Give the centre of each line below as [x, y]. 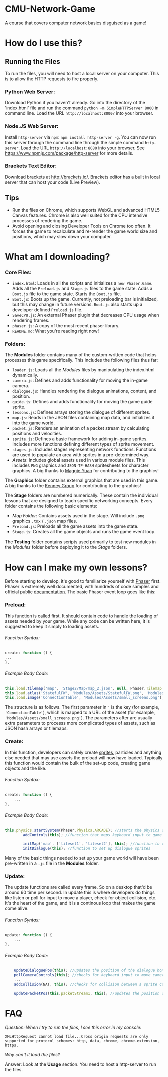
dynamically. [25, 375]
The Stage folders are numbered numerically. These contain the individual [82, 495]
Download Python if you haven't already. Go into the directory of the [75, 103]
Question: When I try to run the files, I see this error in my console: [73, 1027]
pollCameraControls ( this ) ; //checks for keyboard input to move [82, 975]
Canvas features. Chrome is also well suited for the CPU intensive [80, 215]
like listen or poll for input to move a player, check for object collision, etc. [81, 898]
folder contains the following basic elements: [51, 506]
